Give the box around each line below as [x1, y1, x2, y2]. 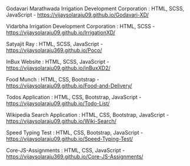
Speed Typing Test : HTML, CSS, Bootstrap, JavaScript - [6, 129, 143, 136]
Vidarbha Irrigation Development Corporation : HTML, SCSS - [6, 23, 155, 30]
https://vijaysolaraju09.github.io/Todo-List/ [6, 100, 110, 107]
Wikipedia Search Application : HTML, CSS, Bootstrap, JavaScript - [6, 112, 169, 118]
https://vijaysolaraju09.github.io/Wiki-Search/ [6, 118, 116, 125]
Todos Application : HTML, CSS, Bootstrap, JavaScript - [6, 94, 142, 100]
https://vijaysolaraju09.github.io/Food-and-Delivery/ [6, 82, 132, 89]
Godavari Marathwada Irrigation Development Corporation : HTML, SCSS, [6, 5, 184, 12]
